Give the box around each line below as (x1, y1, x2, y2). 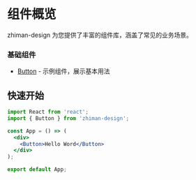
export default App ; (7, 166, 68, 173)
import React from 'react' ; (7, 109, 89, 116)
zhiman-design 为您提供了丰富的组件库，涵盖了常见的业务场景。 (7, 31, 193, 39)
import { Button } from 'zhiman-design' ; (7, 114, 130, 122)
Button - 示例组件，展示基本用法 (17, 67, 110, 75)
